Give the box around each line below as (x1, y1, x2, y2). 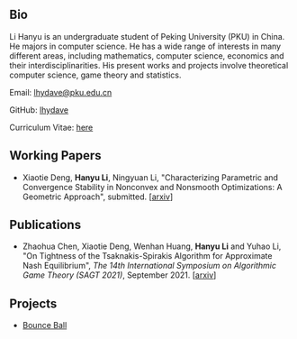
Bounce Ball (22, 320, 67, 331)
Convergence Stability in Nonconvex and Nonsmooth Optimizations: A (22, 181, 283, 192)
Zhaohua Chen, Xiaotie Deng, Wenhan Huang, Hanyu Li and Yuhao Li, (22, 241, 282, 252)
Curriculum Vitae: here (9, 122, 94, 133)
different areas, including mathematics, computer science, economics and (9, 50, 285, 61)
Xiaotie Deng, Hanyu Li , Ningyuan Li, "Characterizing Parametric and (22, 171, 279, 183)
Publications (9, 217, 82, 233)
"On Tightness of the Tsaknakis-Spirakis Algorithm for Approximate (22, 251, 273, 261)
